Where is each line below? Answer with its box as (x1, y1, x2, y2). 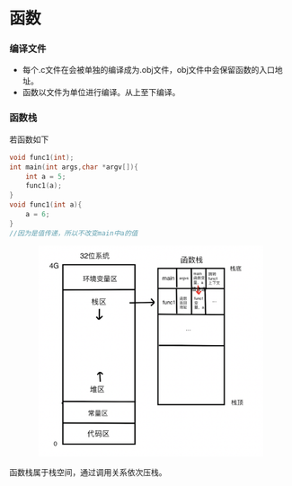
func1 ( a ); (25, 181, 63, 190)
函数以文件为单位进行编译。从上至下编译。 (22, 87, 181, 98)
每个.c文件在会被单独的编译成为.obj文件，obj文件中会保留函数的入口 (22, 65, 276, 75)
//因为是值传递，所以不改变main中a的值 (9, 228, 138, 238)
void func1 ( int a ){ (9, 200, 83, 209)
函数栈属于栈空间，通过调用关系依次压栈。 (9, 466, 167, 477)
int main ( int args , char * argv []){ (9, 163, 139, 172)
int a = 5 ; (25, 172, 66, 181)
